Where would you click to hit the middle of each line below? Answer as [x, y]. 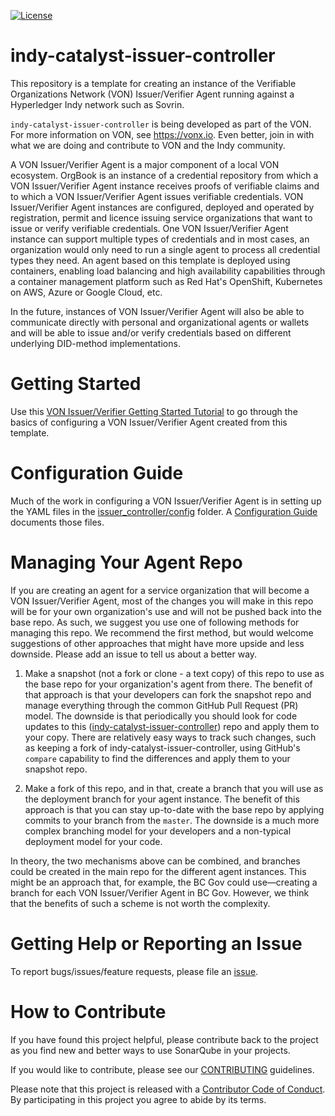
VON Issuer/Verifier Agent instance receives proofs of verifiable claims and [165, 186]
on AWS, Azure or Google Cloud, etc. [86, 292]
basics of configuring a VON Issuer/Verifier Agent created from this [149, 422]
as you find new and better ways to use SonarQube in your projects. [150, 1050]
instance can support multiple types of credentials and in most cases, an [160, 239]
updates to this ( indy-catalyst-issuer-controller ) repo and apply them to [172, 726]
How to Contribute [88, 1011]
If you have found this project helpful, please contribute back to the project [164, 1039]
